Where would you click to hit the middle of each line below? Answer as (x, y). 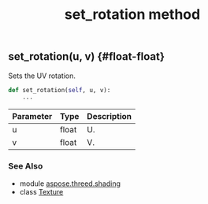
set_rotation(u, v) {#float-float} (87, 57)
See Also (26, 166)
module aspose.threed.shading (70, 184)
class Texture (41, 191)
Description (109, 117)
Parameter (32, 117)
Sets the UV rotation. (42, 76)
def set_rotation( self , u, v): (59, 90)
